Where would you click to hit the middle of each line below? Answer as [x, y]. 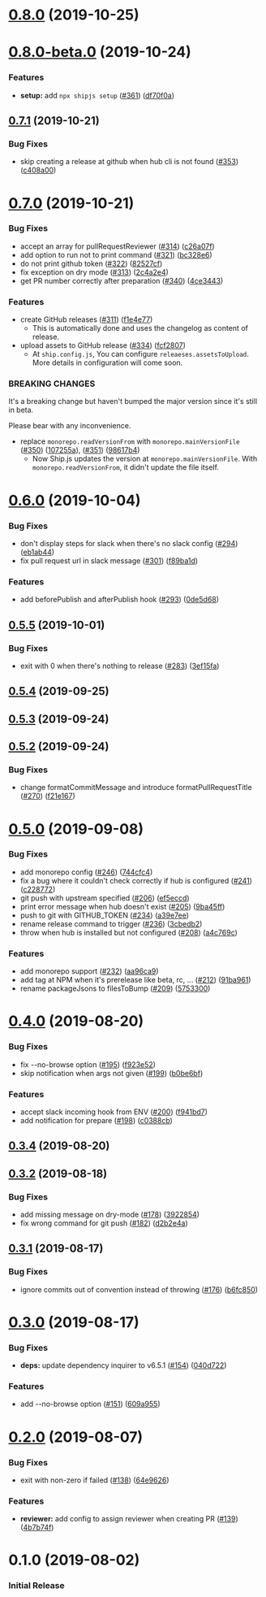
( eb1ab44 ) [37, 552]
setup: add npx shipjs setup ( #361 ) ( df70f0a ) [97, 95]
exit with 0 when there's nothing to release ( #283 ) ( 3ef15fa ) [120, 666]
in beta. [21, 410]
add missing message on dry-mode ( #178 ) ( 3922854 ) [110, 1215]
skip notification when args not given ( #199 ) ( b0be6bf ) [112, 1073]
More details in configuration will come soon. [107, 362]
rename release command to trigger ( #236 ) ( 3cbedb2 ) [111, 923]
